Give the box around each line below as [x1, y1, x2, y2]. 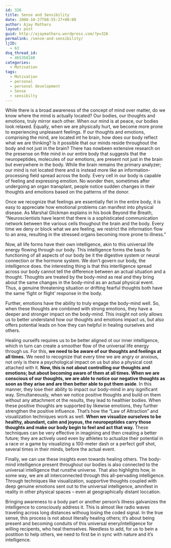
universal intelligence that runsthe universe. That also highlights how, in [5, 467, 156, 473]
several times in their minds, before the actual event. [5, 446, 116, 452]
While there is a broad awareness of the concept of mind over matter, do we [5, 107, 166, 113]
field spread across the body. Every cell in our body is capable [30, 173, 161, 179]
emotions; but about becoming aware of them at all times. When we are [5, 370, 160, 376]
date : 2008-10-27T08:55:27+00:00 [5, 17, 77, 22]
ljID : [5, 41, 17, 46]
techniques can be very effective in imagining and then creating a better [5, 430, 157, 436]
